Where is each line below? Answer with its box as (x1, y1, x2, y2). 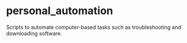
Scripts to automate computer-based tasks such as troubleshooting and (6, 24, 182, 31)
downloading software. (6, 29, 62, 37)
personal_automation (6, 4, 114, 18)
